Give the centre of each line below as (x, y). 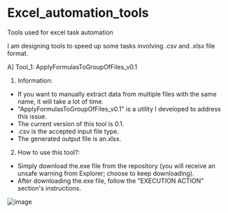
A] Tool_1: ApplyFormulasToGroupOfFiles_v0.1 (72, 67)
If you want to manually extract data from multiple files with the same (117, 94)
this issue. (32, 116)
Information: (35, 80)
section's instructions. (49, 188)
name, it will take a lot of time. (60, 101)
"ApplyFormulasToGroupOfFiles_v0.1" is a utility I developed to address (119, 109)
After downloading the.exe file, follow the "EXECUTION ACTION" (111, 181)
